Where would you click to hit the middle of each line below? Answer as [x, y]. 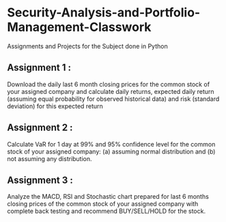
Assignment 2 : [40, 128]
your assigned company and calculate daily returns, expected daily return [111, 91]
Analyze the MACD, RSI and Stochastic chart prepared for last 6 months [108, 197]
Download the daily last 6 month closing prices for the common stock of [109, 84]
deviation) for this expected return [55, 106]
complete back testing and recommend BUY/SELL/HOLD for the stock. [107, 211]
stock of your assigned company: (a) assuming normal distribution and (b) [111, 151]
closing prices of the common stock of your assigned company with [103, 204]
